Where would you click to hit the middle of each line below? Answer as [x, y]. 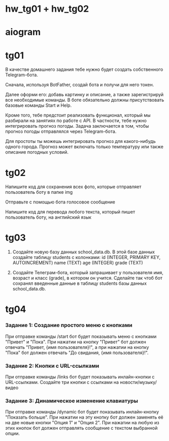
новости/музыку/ [138, 382]
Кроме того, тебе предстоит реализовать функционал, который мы [78, 115]
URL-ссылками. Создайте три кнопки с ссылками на [62, 382]
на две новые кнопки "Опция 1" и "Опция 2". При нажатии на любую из [82, 423]
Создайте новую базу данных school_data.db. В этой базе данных [84, 252]
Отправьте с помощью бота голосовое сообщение [60, 202]
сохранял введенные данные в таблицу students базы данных [79, 283]
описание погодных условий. [37, 152]
